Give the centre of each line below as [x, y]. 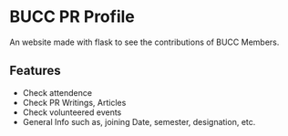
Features [35, 71]
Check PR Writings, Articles [74, 102]
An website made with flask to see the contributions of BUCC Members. [144, 42]
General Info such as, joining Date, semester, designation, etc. [139, 121]
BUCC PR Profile [72, 17]
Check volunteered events [72, 112]
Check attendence [57, 92]
